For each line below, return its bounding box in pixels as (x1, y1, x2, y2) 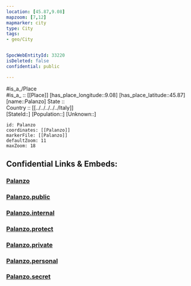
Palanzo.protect (6, 225, 54, 233)
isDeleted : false (6, 58, 49, 64)
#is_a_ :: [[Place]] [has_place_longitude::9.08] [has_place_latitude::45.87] (6, 91, 186, 98)
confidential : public (6, 63, 60, 69)
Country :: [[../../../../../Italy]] (6, 104, 74, 111)
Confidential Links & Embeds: (6, 159, 118, 169)
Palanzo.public (6, 192, 51, 201)
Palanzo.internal (6, 209, 55, 217)
